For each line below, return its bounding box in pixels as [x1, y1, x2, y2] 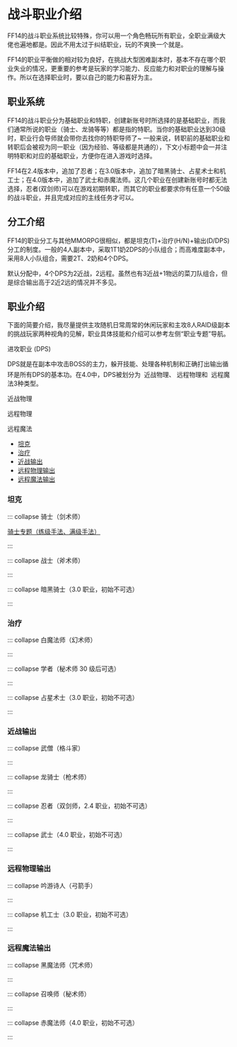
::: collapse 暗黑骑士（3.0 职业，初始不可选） [7, 585, 139, 593]
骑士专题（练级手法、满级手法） [7, 527, 100, 536]
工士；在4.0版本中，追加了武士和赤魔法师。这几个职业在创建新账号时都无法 [7, 175, 228, 184]
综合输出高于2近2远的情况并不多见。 [13, 278, 121, 286]
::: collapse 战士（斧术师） [7, 556, 85, 564]
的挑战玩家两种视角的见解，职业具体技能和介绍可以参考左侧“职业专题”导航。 [7, 329, 230, 338]
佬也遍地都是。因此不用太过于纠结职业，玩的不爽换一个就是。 [7, 40, 187, 48]
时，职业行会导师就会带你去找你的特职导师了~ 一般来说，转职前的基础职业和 [7, 133, 231, 142]
